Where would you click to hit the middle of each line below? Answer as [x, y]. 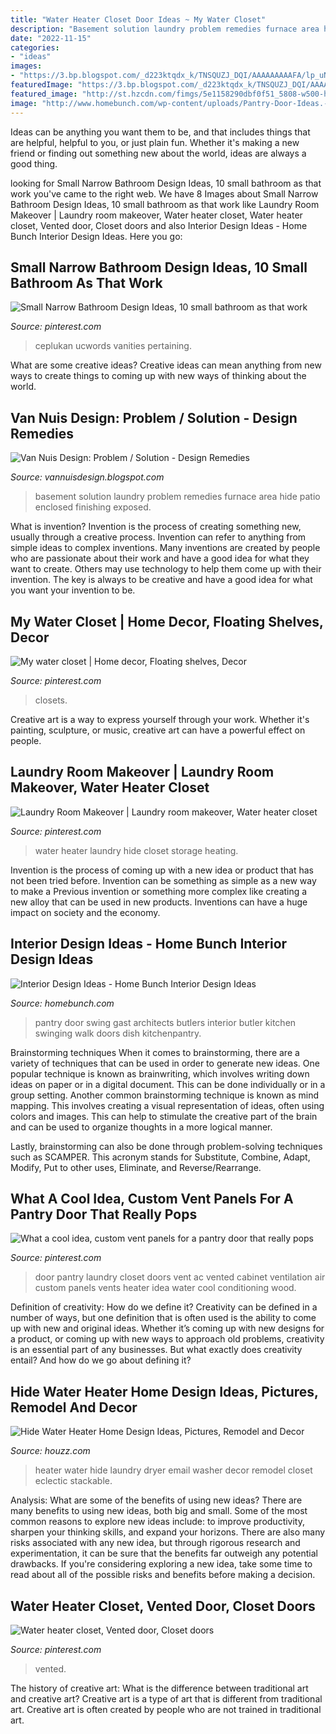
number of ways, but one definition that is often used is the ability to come [163, 1318]
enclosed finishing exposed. [93, 507]
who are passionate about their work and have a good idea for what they [160, 558]
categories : [35, 47]
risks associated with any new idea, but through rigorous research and [155, 1543]
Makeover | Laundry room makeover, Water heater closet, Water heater [156, 215]
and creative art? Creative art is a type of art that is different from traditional [166, 1699]
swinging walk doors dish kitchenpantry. [118, 1033]
